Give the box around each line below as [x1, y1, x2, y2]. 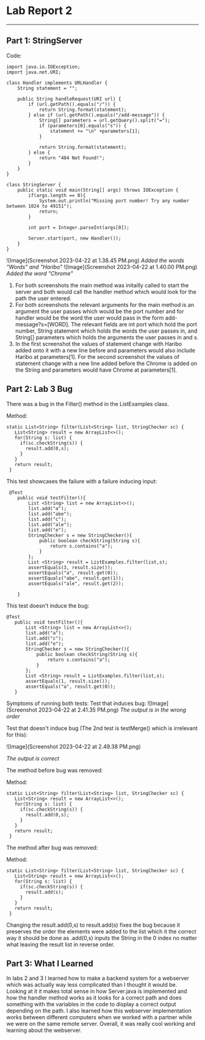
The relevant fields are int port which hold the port [71, 320, 197, 328]
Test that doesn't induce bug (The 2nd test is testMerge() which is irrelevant [6, 724, 198, 732]
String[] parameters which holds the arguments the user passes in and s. [15, 333, 199, 341]
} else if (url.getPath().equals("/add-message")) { [28, 111, 165, 118]
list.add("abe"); [28, 511, 72, 517]
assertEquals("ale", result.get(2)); [28, 580, 124, 587]
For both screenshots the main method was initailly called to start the [15, 281, 189, 288]
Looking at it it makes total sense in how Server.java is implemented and [6, 987, 187, 995]
